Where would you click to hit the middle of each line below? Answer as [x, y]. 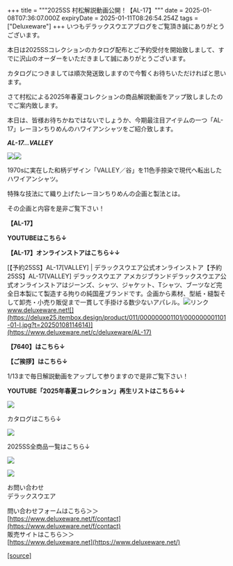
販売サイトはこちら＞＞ [41, 534]
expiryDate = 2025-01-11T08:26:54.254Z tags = [130, 18]
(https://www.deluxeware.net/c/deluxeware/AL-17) [79, 332]
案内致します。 [40, 105]
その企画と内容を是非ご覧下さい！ [56, 208]
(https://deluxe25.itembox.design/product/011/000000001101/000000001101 [116, 317]
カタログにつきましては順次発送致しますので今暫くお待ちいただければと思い [117, 73]
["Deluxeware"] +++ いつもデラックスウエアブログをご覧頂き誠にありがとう [116, 26]
